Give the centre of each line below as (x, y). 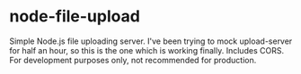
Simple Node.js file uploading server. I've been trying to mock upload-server (151, 41)
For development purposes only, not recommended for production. (133, 60)
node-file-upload (75, 16)
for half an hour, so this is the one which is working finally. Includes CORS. (147, 50)
